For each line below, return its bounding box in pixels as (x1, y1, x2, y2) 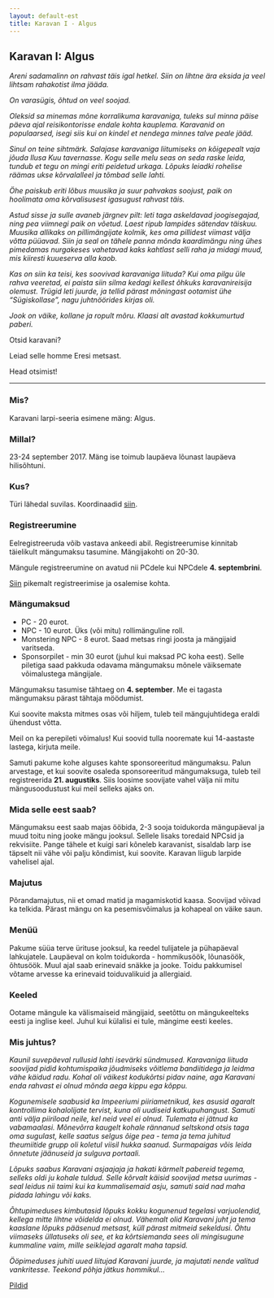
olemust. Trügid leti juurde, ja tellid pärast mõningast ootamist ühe (9, 286, 233, 297)
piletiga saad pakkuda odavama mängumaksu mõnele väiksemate (20, 660, 242, 670)
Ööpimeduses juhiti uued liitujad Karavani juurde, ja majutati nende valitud (9, 1257, 259, 1266)
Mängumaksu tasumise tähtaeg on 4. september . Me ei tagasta (9, 684, 223, 694)
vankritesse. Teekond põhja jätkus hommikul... (9, 1265, 166, 1274)
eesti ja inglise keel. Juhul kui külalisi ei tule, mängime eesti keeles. (9, 1016, 233, 1026)
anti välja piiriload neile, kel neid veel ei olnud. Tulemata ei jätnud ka (9, 1114, 238, 1124)
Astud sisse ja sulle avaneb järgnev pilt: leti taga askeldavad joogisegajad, (9, 211, 260, 220)
